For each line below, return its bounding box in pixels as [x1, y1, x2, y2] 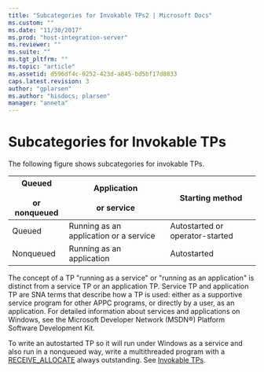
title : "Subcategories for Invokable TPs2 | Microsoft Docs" [8, 11, 213, 20]
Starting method [179, 193, 243, 204]
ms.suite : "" [8, 48, 51, 56]
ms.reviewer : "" [8, 41, 61, 49]
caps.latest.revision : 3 [8, 77, 90, 85]
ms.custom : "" [8, 19, 55, 27]
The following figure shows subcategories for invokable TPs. [8, 159, 205, 169]
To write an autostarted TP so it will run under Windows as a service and [8, 339, 244, 348]
